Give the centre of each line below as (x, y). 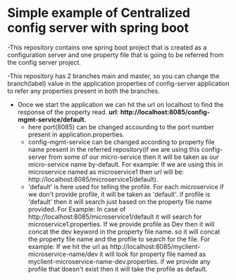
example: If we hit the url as (68, 246)
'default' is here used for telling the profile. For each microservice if (126, 186)
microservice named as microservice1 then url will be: (106, 172)
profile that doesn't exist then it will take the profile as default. (118, 269)
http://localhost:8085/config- (165, 112)
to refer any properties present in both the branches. (83, 91)
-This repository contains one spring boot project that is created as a (107, 47)
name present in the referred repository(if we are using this (114, 149)
